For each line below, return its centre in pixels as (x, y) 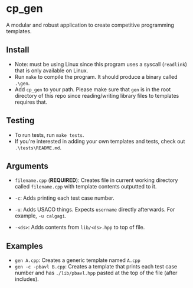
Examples (24, 246)
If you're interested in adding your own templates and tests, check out (100, 141)
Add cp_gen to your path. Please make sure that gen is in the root (93, 89)
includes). (27, 279)
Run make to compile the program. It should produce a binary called (96, 76)
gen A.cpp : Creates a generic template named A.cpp (77, 260)
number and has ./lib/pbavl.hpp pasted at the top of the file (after (96, 273)
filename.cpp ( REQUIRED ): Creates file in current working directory (96, 180)
